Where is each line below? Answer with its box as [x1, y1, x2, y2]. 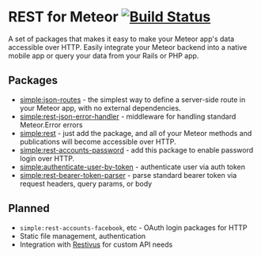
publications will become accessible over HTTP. [19, 137, 176, 146]
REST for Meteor [8, 8, 119, 26]
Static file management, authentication [19, 231, 146, 240]
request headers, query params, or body [19, 179, 153, 188]
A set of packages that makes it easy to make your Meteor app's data [8, 34, 235, 43]
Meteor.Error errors [19, 119, 83, 130]
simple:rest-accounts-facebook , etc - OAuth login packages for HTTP [19, 222, 248, 232]
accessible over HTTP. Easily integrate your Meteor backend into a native [8, 42, 248, 51]
